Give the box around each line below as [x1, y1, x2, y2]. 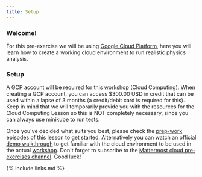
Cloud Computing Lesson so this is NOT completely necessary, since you [6, 110, 189, 117]
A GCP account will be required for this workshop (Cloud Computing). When [6, 84, 196, 91]
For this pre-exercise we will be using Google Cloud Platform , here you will [6, 42, 192, 49]
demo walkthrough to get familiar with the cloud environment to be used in [6, 140, 192, 147]
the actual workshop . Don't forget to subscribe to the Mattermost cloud [6, 147, 184, 154]
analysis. [6, 55, 28, 62]
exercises [6, 153, 30, 160]
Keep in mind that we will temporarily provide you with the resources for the [6, 103, 195, 110]
